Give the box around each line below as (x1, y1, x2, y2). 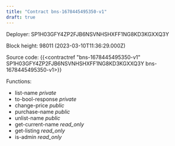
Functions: (6, 78, 32, 85)
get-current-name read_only (14, 120, 85, 128)
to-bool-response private (14, 96, 77, 103)
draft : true (6, 14, 35, 20)
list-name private (14, 89, 57, 96)
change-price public (14, 101, 65, 109)
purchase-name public (14, 108, 70, 115)
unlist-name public (14, 114, 61, 122)
